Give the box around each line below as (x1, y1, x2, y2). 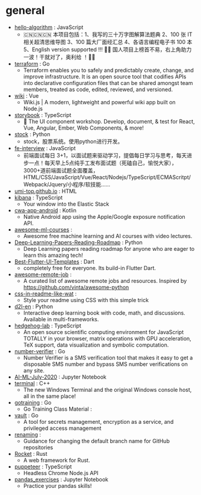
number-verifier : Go (14, 347, 66, 355)
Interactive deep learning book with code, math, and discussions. (23, 309, 186, 317)
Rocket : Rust (14, 450, 48, 457)
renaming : (14, 430, 42, 438)
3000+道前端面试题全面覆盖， (23, 166, 99, 174)
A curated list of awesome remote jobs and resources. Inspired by (23, 277, 187, 284)
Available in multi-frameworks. (23, 315, 99, 323)
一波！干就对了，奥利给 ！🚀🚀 (23, 53, 96, 60)
